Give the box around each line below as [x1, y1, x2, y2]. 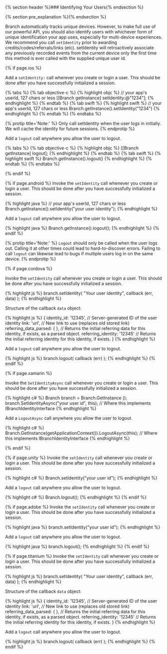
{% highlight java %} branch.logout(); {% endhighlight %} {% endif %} [5, 543, 150, 549]
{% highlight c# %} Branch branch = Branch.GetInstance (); [5, 395, 128, 401]
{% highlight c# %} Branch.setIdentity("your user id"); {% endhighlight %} [5, 475, 158, 481]
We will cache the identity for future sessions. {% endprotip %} [5, 126, 135, 132]
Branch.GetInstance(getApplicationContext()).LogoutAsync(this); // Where [5, 430, 158, 436]
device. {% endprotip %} [5, 256, 56, 262]
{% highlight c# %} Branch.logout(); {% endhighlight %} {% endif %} [5, 494, 147, 500]
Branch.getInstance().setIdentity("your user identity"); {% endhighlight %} [5, 206, 158, 211]
